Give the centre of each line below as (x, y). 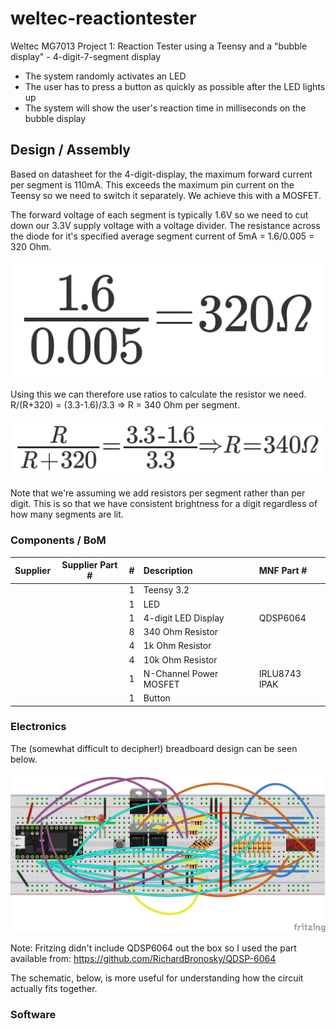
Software (33, 1014)
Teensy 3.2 (166, 590)
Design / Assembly (70, 150)
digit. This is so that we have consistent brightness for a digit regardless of (164, 504)
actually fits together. (54, 989)
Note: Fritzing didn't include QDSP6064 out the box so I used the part (153, 948)
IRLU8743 (280, 673)
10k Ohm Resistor (180, 659)
